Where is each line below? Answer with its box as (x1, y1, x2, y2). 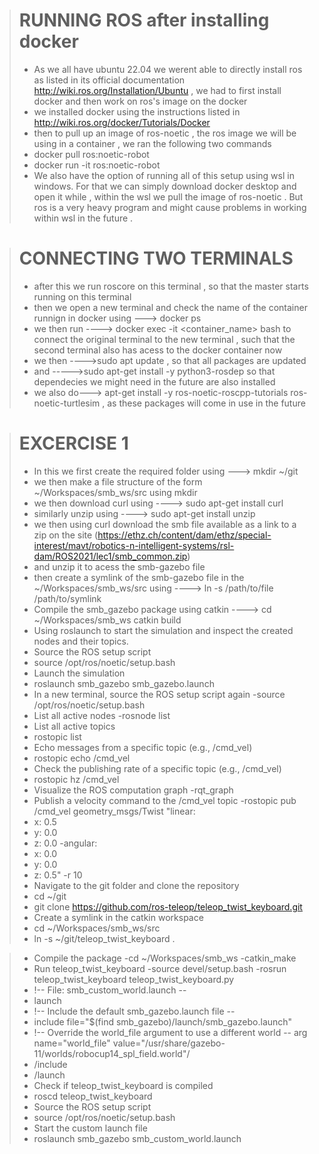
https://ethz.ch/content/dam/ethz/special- (97, 529, 272, 541)
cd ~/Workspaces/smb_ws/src (33, 922, 161, 934)
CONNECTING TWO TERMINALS (18, 247, 294, 270)
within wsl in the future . (33, 212, 134, 224)
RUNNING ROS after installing (18, 9, 270, 32)
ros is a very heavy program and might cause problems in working (33, 201, 307, 213)
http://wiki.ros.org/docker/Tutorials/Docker (33, 116, 211, 128)
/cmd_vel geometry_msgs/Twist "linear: (33, 805, 196, 817)
